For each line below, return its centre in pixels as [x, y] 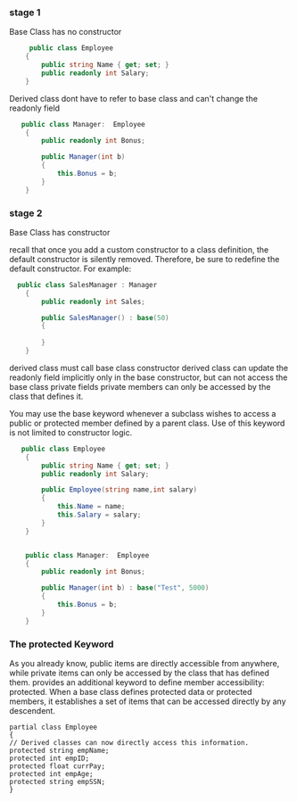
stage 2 [26, 213]
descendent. [33, 711]
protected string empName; [59, 751]
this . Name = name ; [91, 507]
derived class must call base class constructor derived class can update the [149, 368]
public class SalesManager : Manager [87, 285]
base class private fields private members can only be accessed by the [140, 386]
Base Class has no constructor [66, 32]
